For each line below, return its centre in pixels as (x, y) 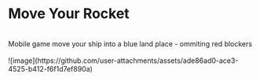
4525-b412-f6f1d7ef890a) (50, 68)
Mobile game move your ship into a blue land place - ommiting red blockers (130, 43)
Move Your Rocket (69, 14)
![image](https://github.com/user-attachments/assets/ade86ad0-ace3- (123, 61)
